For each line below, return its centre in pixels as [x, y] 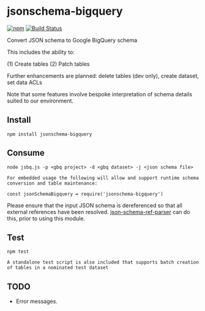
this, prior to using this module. [46, 218]
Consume [26, 153]
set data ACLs [24, 82]
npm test [18, 252]
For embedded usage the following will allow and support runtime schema [103, 178]
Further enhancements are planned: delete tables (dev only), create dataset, [103, 75]
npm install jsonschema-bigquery [50, 134]
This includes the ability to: [41, 52]
